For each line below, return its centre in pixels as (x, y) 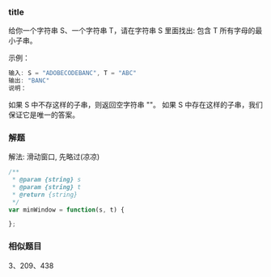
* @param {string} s (47, 180)
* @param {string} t (47, 187)
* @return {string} (45, 195)
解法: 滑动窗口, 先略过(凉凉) (54, 157)
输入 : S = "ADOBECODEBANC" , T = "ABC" (72, 73)
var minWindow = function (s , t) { (67, 210)
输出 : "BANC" (29, 81)
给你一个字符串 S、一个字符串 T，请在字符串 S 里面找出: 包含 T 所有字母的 (132, 31)
